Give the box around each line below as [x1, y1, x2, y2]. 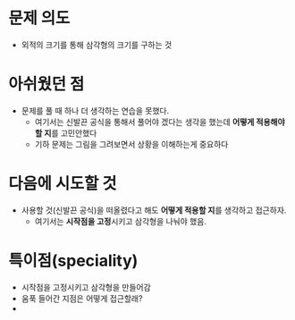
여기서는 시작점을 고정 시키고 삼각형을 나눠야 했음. [34, 215, 207, 226]
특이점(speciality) [8, 251, 139, 271]
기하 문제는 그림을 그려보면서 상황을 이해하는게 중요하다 [34, 139, 229, 149]
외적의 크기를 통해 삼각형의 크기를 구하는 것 [21, 39, 173, 50]
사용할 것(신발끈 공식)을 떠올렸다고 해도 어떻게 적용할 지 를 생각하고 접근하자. [21, 205, 287, 215]
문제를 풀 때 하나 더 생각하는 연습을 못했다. [21, 105, 170, 116]
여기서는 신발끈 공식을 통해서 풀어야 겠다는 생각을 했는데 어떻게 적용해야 [34, 116, 285, 127]
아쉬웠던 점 [8, 74, 85, 95]
